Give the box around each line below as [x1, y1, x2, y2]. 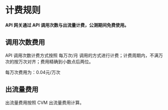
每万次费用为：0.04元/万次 [5, 69, 61, 75]
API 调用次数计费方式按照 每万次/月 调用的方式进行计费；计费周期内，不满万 [5, 52, 163, 58]
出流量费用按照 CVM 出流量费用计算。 [5, 99, 85, 105]
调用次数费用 [5, 38, 45, 46]
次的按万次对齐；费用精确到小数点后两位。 [5, 58, 94, 64]
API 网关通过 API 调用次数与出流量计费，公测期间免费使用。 [5, 22, 129, 28]
